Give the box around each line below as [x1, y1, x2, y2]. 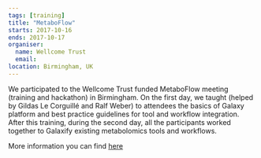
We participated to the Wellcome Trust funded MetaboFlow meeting [8, 84, 229, 94]
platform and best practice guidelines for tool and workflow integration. [8, 109, 240, 119]
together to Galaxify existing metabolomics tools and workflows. [8, 126, 217, 135]
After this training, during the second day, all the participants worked [8, 117, 231, 127]
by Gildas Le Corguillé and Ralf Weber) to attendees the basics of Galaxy [8, 101, 244, 110]
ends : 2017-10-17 [8, 33, 65, 42]
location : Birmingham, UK [8, 63, 93, 71]
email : [15, 56, 37, 64]
